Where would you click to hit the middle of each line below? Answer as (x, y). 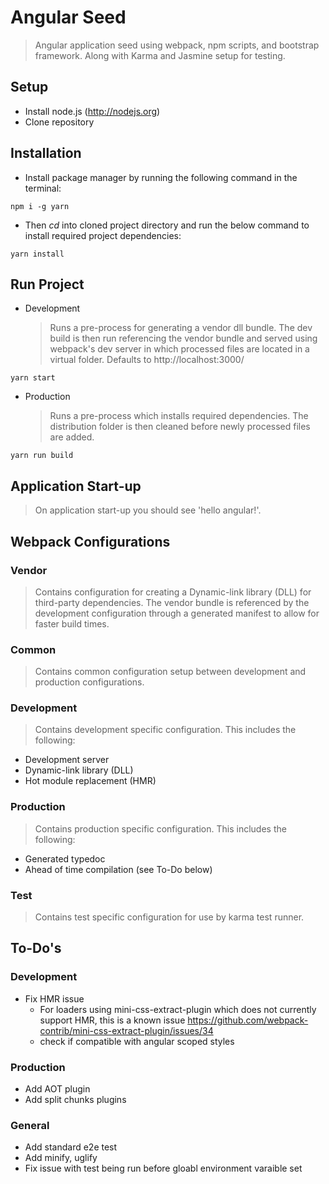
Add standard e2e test (71, 1147)
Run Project (47, 284)
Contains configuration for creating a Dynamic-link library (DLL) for (173, 592)
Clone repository (59, 122)
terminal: (43, 188)
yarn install (37, 254)
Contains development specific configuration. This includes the (165, 730)
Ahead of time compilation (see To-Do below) (118, 869)
